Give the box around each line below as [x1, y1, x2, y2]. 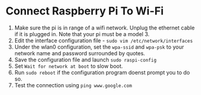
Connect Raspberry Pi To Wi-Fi [5, 4, 164, 18]
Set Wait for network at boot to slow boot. [14, 62, 123, 70]
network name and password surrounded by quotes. [14, 49, 145, 57]
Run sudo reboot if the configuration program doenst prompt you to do [14, 69, 190, 76]
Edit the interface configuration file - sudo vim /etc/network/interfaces [14, 37, 193, 44]
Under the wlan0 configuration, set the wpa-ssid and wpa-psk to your [14, 43, 185, 51]
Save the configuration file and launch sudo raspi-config [14, 56, 157, 63]
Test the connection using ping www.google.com [14, 81, 132, 88]
